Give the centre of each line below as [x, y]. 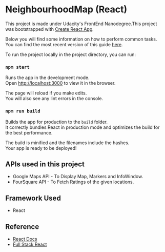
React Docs [25, 239]
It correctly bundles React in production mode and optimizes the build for [82, 127]
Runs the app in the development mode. [47, 77]
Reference [22, 227]
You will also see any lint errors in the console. [54, 99]
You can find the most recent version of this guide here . [64, 44]
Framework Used [33, 198]
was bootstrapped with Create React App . [49, 29]
